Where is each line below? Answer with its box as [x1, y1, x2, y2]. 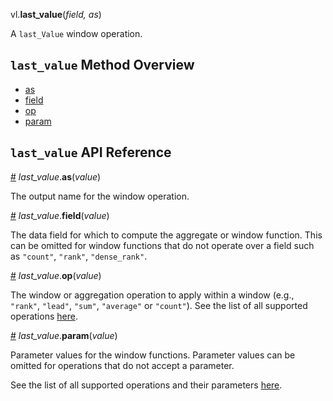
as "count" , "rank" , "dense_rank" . [10, 250, 148, 262]
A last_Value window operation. [10, 28, 143, 39]
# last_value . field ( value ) [10, 209, 110, 221]
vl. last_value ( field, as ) [10, 9, 102, 20]
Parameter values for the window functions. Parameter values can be [10, 349, 296, 361]
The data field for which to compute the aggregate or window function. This [10, 229, 323, 241]
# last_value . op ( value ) [10, 269, 102, 281]
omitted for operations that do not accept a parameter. [10, 359, 235, 371]
